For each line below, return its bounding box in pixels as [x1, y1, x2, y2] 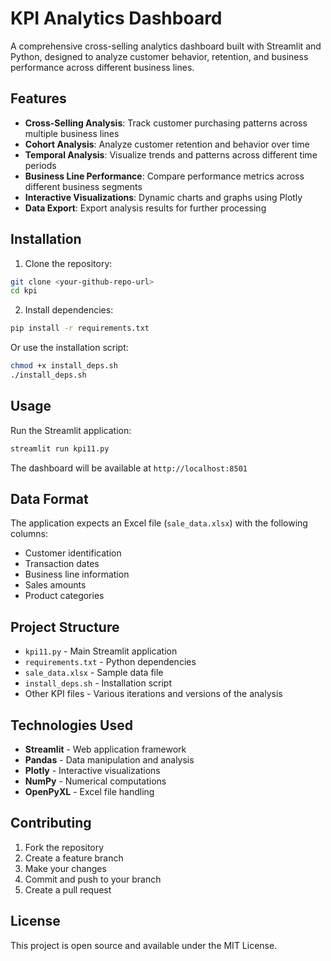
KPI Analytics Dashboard [10, 7, 223, 30]
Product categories [24, 590, 105, 602]
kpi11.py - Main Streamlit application [24, 645, 178, 657]
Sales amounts [24, 579, 87, 591]
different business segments [24, 180, 143, 192]
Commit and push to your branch [24, 873, 162, 885]
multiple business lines [24, 127, 120, 139]
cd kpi [10, 286, 38, 296]
